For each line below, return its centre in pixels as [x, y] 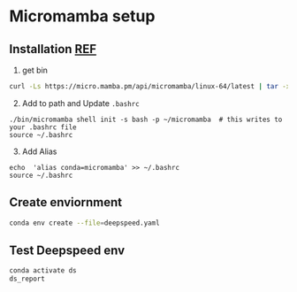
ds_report [27, 279]
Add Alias [39, 151]
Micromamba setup [82, 16]
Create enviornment [66, 202]
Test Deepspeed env [67, 250]
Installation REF [53, 49]
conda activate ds [43, 271]
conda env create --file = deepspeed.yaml [85, 223]
